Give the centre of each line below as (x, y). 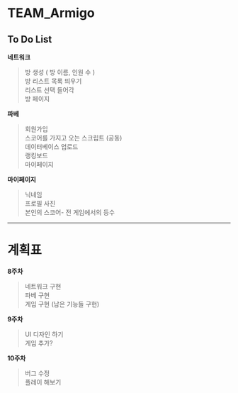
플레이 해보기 (43, 382)
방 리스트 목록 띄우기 (53, 81)
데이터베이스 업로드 (51, 146)
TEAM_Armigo (51, 13)
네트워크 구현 (43, 286)
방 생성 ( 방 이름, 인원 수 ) (60, 72)
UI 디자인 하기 (44, 334)
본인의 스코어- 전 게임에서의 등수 (70, 212)
